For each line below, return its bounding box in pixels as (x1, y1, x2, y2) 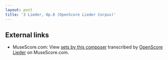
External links (5, 31, 49, 39)
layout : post (5, 7, 33, 13)
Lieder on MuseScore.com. (12, 49, 69, 55)
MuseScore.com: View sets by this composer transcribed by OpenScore (12, 44, 163, 50)
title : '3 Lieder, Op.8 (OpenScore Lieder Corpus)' (5, 12, 116, 17)
